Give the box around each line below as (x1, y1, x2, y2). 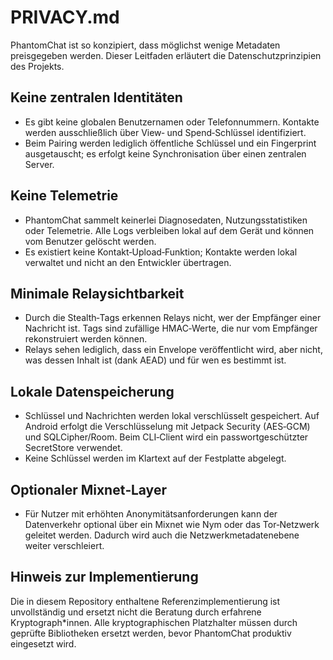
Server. (24, 158, 55, 170)
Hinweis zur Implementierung (10, 569, 199, 586)
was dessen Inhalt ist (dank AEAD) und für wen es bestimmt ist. (24, 354, 287, 366)
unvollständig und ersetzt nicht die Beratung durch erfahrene (10, 606, 262, 618)
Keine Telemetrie (10, 187, 119, 205)
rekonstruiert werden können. (24, 333, 148, 345)
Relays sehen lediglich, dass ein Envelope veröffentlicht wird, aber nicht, (24, 344, 323, 356)
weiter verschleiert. (24, 540, 105, 551)
